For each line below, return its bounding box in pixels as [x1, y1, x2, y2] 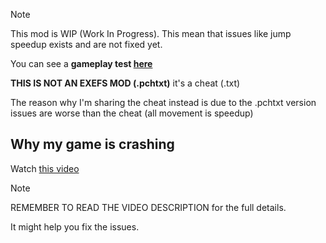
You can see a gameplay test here [10, 58, 153, 69]
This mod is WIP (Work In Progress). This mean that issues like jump [10, 28, 292, 39]
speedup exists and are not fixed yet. [10, 39, 163, 50]
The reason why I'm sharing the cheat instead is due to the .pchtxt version [10, 97, 317, 108]
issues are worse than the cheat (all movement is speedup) [10, 107, 254, 119]
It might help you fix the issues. [10, 220, 140, 233]
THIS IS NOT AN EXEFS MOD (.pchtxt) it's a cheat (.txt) [10, 77, 241, 89]
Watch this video [10, 162, 80, 174]
